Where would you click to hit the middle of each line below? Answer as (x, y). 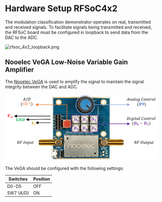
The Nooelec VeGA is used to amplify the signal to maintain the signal (74, 81)
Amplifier (19, 70)
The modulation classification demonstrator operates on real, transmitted (78, 22)
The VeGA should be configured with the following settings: (65, 168)
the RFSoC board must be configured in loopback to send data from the (77, 32)
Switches (18, 179)
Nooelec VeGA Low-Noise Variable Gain (66, 62)
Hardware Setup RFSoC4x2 (61, 9)
